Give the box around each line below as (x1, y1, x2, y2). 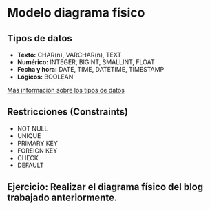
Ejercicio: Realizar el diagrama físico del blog (7, 181, 204, 193)
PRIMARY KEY (17, 139, 59, 147)
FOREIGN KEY (17, 146, 58, 155)
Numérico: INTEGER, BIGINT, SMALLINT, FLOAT (17, 58, 155, 66)
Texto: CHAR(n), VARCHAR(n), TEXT (17, 50, 122, 59)
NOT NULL (17, 124, 48, 133)
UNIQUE (17, 131, 41, 140)
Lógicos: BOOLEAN (17, 73, 74, 81)
